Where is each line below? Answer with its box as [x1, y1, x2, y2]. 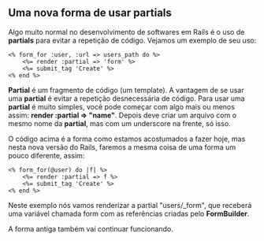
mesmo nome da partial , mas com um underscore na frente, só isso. [8, 118, 231, 128]
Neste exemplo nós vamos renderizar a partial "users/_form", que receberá [8, 200, 252, 209]
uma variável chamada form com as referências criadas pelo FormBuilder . [8, 209, 250, 218]
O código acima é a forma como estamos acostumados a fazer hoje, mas [8, 134, 246, 143]
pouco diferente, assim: [8, 150, 85, 160]
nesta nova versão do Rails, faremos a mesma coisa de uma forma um [8, 142, 236, 152]
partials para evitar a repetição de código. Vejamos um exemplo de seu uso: [8, 35, 257, 45]
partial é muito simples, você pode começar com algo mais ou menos [8, 102, 235, 111]
